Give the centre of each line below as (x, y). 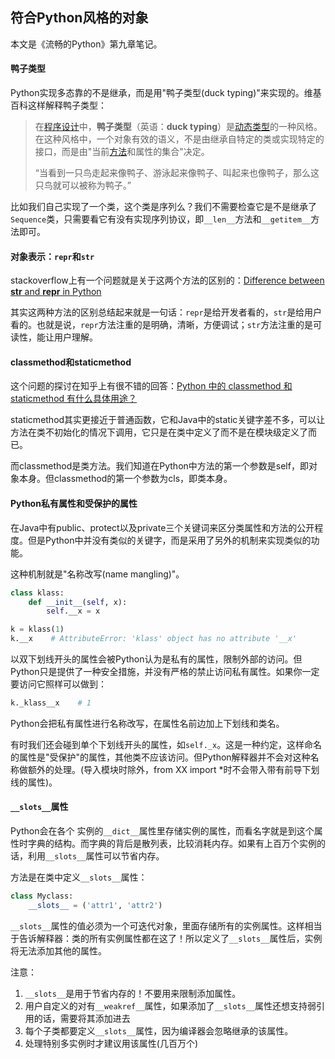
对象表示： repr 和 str (52, 256)
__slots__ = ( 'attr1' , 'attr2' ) (95, 905)
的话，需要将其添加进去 (82, 1018)
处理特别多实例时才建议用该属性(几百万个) (111, 1043)
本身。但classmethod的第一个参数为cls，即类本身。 (125, 479)
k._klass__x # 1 (51, 703)
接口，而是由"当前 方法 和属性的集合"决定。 (122, 152)
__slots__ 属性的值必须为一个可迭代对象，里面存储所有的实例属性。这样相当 (166, 925)
